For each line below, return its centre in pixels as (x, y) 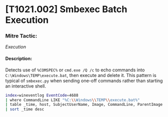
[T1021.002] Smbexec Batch (66, 9)
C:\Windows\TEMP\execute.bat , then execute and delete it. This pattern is (81, 75)
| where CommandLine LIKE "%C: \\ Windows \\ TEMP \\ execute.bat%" (73, 100)
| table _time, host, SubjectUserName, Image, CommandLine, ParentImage (84, 105)
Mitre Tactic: (21, 36)
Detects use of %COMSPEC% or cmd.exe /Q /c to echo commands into (75, 70)
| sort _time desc (25, 109)
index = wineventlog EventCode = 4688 (42, 95)
